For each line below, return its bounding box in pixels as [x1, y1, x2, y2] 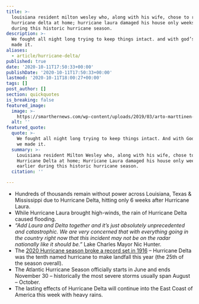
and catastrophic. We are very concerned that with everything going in [14, 228, 188, 235]
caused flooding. [14, 216, 56, 223]
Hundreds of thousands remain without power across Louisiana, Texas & [14, 191, 192, 197]
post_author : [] [6, 86, 46, 92]
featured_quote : [6, 125, 46, 131]
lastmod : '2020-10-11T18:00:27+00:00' [6, 75, 102, 81]
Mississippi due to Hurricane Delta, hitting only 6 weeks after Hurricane [14, 197, 190, 204]
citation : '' [11, 169, 44, 175]
